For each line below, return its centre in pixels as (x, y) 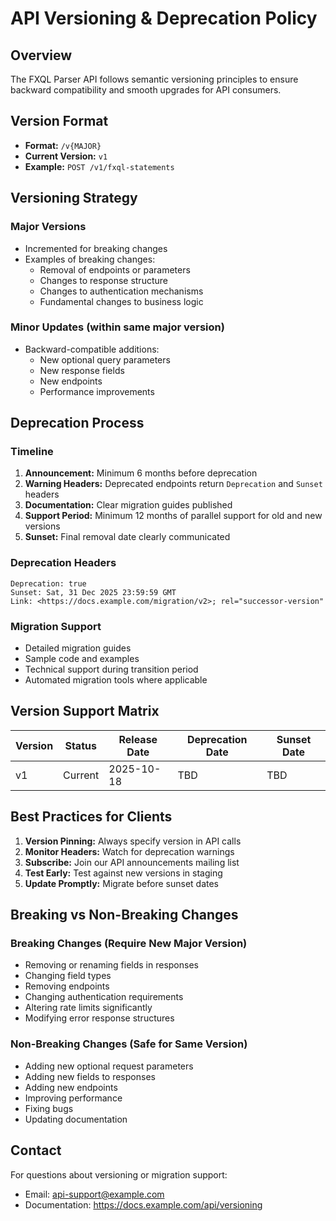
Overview (41, 55)
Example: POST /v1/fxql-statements (99, 166)
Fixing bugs (49, 1108)
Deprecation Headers (63, 563)
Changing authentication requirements (104, 997)
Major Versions (48, 227)
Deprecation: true (48, 583)
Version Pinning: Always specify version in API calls (133, 841)
